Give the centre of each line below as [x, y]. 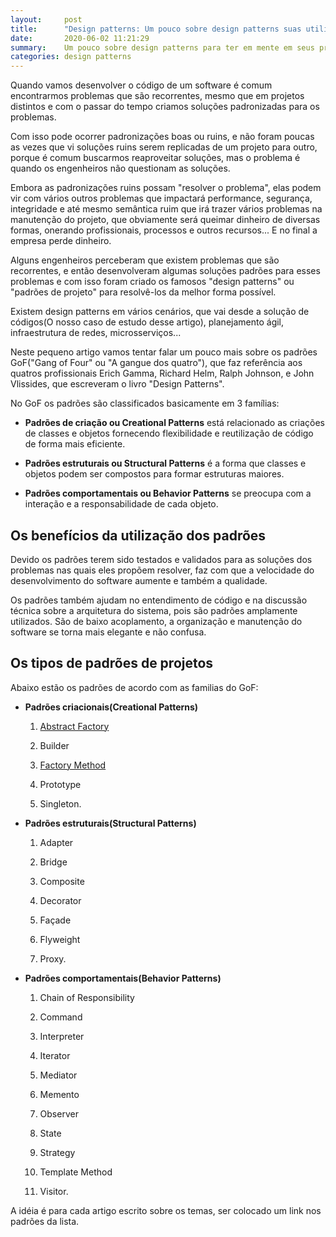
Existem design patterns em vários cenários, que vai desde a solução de [160, 312]
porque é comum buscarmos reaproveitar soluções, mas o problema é [155, 158]
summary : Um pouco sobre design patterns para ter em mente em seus [162, 47]
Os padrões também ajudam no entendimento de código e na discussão [159, 600]
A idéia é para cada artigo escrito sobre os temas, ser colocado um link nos [166, 1210]
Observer [59, 1113]
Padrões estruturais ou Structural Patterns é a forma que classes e [165, 463]
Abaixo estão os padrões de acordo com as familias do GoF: [134, 687]
